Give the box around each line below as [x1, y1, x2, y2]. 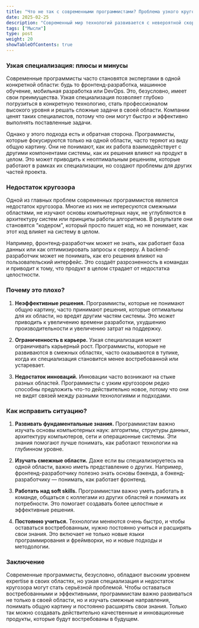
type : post [6, 31, 33, 37]
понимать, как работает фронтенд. [58, 476, 147, 483]
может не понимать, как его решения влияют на [40, 252, 163, 259]
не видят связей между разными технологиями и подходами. [14, 392, 172, 399]
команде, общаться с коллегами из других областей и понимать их [14, 494, 187, 501]
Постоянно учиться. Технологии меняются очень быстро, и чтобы [14, 518, 185, 525]
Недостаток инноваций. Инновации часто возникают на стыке [14, 373, 176, 380]
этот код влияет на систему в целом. [6, 228, 100, 235]
